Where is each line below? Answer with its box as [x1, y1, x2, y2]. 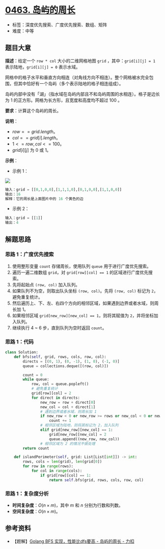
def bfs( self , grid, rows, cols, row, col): [14, 354, 107, 359]
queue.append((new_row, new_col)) [49, 437, 120, 442]
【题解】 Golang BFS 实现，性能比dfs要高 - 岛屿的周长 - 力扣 [12, 538, 135, 544]
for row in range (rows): [23, 464, 74, 469]
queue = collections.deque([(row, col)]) [23, 363, 109, 369]
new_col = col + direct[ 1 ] [40, 405, 96, 410]
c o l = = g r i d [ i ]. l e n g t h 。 [12, 135, 60, 140]
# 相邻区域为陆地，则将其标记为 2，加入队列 [40, 423, 119, 428]
